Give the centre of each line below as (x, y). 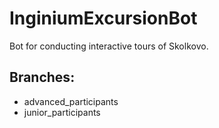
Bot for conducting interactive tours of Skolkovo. (109, 46)
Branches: (42, 77)
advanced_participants (71, 101)
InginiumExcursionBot (103, 18)
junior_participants (62, 112)
